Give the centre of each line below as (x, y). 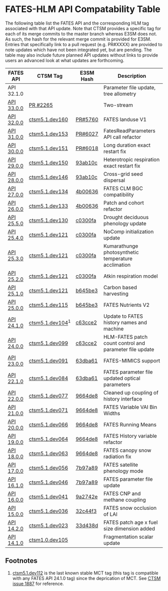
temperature (118, 258)
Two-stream (118, 105)
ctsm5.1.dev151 (48, 148)
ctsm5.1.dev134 (48, 191)
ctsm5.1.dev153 (48, 134)
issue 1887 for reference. (38, 583)
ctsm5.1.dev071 (48, 410)
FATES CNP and (122, 493)
